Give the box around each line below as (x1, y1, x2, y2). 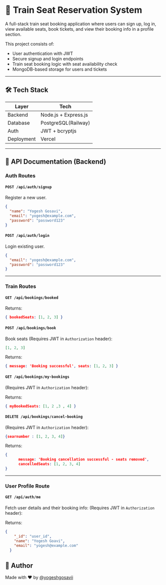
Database (7, 119, 30, 126)
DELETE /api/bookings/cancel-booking (5, 414, 83, 419)
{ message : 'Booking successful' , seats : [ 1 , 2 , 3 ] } (5, 363, 119, 369)
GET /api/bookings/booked (5, 295, 58, 300)
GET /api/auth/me (5, 495, 41, 500)
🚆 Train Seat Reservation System (5, 4, 142, 16)
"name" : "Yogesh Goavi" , (14, 539, 65, 543)
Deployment (7, 135, 36, 142)
